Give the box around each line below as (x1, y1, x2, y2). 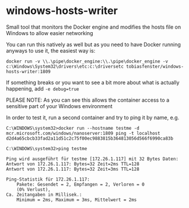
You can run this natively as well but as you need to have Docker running (6, 41, 181, 48)
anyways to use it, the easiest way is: (6, 47, 96, 54)
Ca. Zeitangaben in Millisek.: (6, 192, 82, 197)
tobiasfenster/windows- (126, 63, 184, 70)
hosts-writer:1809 (6, 68, 51, 74)
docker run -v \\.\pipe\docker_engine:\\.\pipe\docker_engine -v (6, 58, 168, 64)
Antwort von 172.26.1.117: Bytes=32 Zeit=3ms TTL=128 (6, 166, 140, 172)
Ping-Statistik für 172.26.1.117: (6, 176, 90, 182)
